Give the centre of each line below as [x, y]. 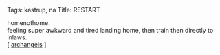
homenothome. [29, 23]
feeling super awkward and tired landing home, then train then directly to [110, 30]
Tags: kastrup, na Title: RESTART [54, 10]
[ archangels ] [27, 44]
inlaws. [17, 37]
